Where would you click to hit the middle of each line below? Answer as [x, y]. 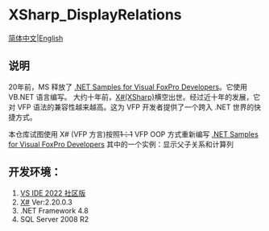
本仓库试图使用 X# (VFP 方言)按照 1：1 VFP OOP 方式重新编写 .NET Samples [134, 134]
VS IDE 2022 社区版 [53, 193]
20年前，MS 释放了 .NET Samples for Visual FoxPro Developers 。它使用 [128, 87]
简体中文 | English [36, 38]
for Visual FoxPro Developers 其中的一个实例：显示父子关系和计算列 [121, 144]
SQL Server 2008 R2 [54, 219]
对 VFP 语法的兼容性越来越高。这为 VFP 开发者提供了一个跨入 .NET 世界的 [131, 107]
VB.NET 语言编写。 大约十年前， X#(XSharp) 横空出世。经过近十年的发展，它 [134, 97]
